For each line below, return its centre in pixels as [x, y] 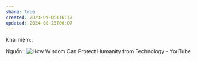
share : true [20, 12]
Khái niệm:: [19, 40]
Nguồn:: [16, 51]
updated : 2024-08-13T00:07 [39, 23]
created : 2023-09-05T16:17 [39, 17]
